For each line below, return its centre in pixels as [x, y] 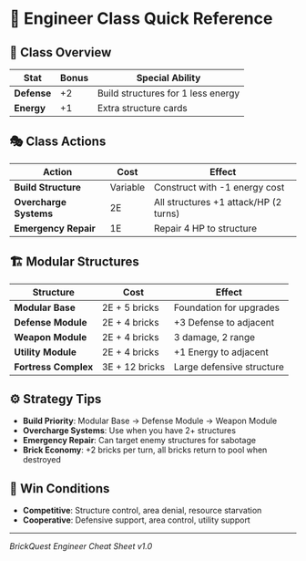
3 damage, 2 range [214, 337]
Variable [127, 187]
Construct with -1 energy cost [219, 187]
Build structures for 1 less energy [168, 93]
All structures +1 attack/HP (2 [218, 202]
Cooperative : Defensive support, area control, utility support [136, 520]
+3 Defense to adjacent [224, 322]
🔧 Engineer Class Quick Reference [141, 19]
